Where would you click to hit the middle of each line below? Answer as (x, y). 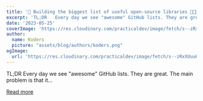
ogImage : (17, 51)
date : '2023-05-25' (31, 23)
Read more (20, 91)
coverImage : (21, 29)
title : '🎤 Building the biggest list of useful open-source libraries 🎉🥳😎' (104, 12)
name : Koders (28, 40)
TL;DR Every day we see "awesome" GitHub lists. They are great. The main (100, 73)
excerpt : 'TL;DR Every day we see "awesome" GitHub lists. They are (97, 17)
